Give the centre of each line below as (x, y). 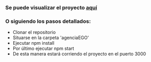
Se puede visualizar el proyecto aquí (51, 8)
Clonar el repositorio (34, 33)
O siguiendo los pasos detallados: (48, 21)
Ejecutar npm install (33, 43)
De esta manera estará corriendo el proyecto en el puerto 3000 (79, 54)
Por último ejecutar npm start (43, 49)
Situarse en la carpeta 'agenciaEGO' (51, 38)
